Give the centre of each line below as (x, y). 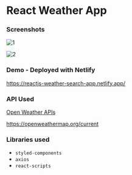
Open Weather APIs (31, 112)
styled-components (38, 153)
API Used (20, 99)
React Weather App (57, 11)
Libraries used (28, 140)
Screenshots (26, 30)
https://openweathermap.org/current (53, 124)
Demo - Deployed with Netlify (51, 70)
